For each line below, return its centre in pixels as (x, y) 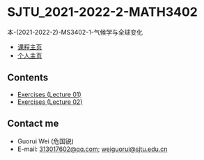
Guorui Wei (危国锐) (46, 141)
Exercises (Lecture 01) (49, 94)
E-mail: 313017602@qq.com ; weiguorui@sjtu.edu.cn (92, 149)
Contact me (33, 124)
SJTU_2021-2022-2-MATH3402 (103, 12)
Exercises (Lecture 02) (50, 102)
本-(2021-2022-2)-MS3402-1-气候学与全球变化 (75, 32)
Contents (28, 78)
